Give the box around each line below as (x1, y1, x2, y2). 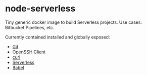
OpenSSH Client (12, 49, 46, 55)
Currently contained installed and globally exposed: (5, 34, 110, 40)
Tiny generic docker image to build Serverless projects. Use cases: (5, 19, 142, 25)
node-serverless (5, 3, 76, 14)
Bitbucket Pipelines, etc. (5, 24, 54, 30)
